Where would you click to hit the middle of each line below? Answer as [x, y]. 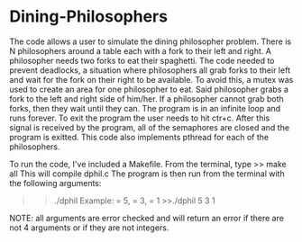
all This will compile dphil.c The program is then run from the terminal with [147, 174]
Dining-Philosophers [89, 17]
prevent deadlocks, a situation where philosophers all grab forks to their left [150, 70]
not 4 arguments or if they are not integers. [89, 228]
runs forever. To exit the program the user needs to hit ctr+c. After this [140, 118]
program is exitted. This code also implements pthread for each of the [139, 137]
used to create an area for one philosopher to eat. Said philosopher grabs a [149, 89]
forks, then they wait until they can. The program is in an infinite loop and [145, 108]
